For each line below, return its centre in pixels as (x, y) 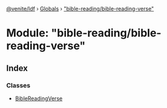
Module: (28, 33)
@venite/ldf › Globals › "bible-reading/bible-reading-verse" (80, 9)
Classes (18, 85)
